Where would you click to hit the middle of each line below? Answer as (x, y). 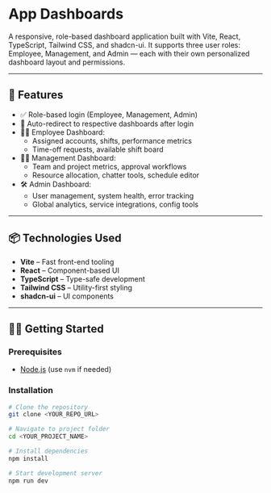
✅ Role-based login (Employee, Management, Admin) (109, 115)
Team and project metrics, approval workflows (109, 166)
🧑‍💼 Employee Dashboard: (62, 132)
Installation (31, 391)
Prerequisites (35, 352)
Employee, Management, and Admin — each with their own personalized (129, 53)
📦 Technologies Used (65, 238)
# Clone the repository (48, 407)
